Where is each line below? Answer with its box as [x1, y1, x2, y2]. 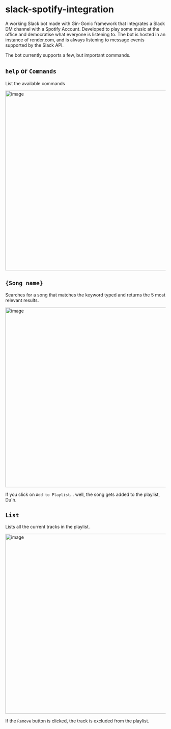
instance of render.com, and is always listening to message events [5, 37, 145, 43]
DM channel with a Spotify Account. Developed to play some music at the [5, 26, 160, 32]
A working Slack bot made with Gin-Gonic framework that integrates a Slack [5, 20, 165, 27]
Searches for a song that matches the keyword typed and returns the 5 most [5, 292, 166, 298]
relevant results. [5, 297, 39, 303]
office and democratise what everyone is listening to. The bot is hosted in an [5, 31, 166, 37]
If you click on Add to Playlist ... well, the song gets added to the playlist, [5, 491, 160, 497]
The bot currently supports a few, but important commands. [5, 52, 131, 58]
